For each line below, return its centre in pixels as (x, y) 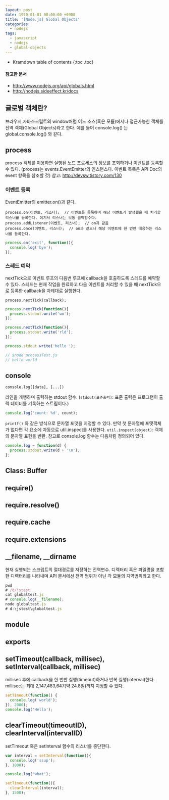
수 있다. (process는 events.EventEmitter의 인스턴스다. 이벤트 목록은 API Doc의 (84, 169)
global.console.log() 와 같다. (34, 134)
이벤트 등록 (18, 190)
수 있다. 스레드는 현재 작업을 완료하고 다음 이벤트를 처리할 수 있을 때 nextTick (81, 284)
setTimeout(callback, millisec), (55, 659)
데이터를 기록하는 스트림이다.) (40, 404)
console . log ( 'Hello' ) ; (29, 710)
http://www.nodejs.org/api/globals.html (53, 85)
